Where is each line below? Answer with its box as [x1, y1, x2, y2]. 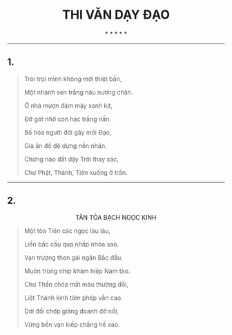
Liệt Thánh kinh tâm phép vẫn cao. [23, 294, 123, 302]
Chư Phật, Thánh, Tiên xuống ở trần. [23, 168, 128, 176]
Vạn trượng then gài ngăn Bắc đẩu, [23, 253, 123, 262]
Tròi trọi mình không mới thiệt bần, [23, 75, 122, 83]
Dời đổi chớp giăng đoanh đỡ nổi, [23, 307, 119, 315]
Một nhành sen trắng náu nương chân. [23, 88, 133, 96]
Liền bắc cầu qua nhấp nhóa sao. [23, 240, 119, 248]
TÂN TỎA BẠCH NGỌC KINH [75, 213, 157, 221]
